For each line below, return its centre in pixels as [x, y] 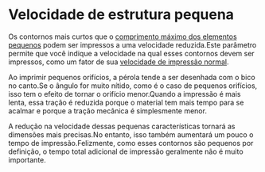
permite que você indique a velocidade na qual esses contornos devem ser [131, 53]
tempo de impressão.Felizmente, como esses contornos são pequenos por [131, 143]
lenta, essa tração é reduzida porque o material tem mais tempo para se [126, 102]
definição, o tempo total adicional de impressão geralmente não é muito [126, 151]
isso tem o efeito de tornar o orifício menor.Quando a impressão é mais [125, 94]
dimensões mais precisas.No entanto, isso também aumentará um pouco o [131, 134]
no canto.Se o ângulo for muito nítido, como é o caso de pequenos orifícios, [133, 86]
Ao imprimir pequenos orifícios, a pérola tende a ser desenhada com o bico [132, 77]
